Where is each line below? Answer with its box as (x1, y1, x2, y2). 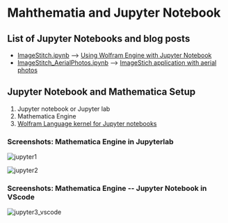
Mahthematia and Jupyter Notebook (7, 5, 221, 21)
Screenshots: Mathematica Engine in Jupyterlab (7, 137, 174, 146)
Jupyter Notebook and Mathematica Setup (7, 86, 196, 98)
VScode (7, 192, 35, 202)
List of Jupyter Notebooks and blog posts (7, 33, 190, 45)
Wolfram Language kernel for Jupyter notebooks (17, 119, 157, 128)
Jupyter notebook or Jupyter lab (17, 105, 111, 113)
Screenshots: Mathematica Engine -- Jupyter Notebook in (7, 183, 207, 193)
